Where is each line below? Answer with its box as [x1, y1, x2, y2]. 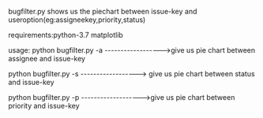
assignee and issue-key [8, 54, 85, 63]
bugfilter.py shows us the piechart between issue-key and [8, 7, 197, 16]
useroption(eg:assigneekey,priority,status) [8, 15, 146, 24]
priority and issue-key [8, 101, 81, 110]
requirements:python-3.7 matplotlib [8, 31, 124, 39]
